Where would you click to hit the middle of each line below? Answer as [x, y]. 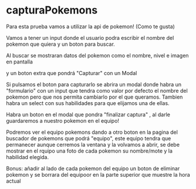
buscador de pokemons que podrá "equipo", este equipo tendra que [89, 138]
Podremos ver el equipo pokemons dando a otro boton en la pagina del [92, 132]
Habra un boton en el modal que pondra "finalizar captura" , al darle [88, 114]
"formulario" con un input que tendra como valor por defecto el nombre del [97, 90]
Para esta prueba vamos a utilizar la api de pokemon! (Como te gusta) [90, 26]
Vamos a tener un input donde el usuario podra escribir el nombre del [90, 38]
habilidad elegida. [27, 157]
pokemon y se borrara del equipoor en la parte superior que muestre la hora [98, 174]
